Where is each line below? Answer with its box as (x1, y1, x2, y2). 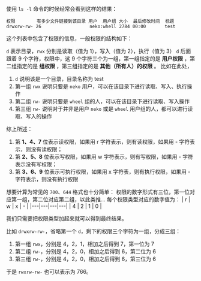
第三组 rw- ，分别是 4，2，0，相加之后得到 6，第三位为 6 (14, 255, 156, 262)
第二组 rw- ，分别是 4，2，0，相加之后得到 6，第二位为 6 (14, 248, 156, 255)
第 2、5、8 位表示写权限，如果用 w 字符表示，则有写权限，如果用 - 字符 (14, 153, 193, 160)
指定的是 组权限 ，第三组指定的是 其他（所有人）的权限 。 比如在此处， (16, 62, 193, 70)
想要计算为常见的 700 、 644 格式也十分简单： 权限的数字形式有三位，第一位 (6, 188, 190, 195)
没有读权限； (31, 146, 63, 153)
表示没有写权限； (14, 161, 58, 168)
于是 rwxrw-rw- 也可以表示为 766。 (6, 268, 92, 275)
